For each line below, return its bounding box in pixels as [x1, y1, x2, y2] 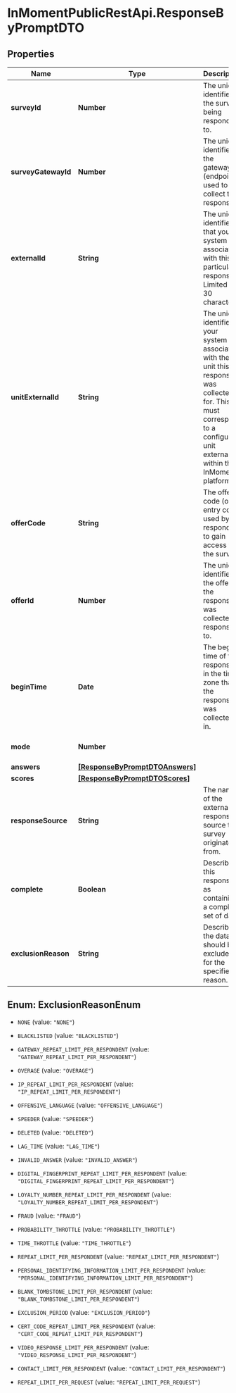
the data [202, 931, 230, 941]
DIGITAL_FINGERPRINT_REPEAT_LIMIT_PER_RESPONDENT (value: [17, 1169, 188, 1178]
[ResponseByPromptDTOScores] [78, 773, 190, 783]
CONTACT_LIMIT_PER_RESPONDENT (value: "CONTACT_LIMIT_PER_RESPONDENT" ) [17, 1364, 226, 1373]
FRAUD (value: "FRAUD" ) [17, 1211, 81, 1220]
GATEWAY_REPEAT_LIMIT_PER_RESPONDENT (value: [17, 1044, 150, 1054]
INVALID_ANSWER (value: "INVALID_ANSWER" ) [17, 1155, 138, 1163]
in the [202, 669, 222, 678]
